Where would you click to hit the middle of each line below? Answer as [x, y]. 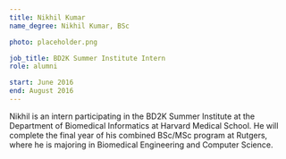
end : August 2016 [42, 91]
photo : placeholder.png [54, 42]
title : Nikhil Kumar [48, 17]
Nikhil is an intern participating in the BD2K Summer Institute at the [132, 116]
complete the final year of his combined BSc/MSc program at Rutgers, [139, 135]
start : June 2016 [42, 83]
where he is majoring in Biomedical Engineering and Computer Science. [141, 145]
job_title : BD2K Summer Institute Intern [88, 58]
